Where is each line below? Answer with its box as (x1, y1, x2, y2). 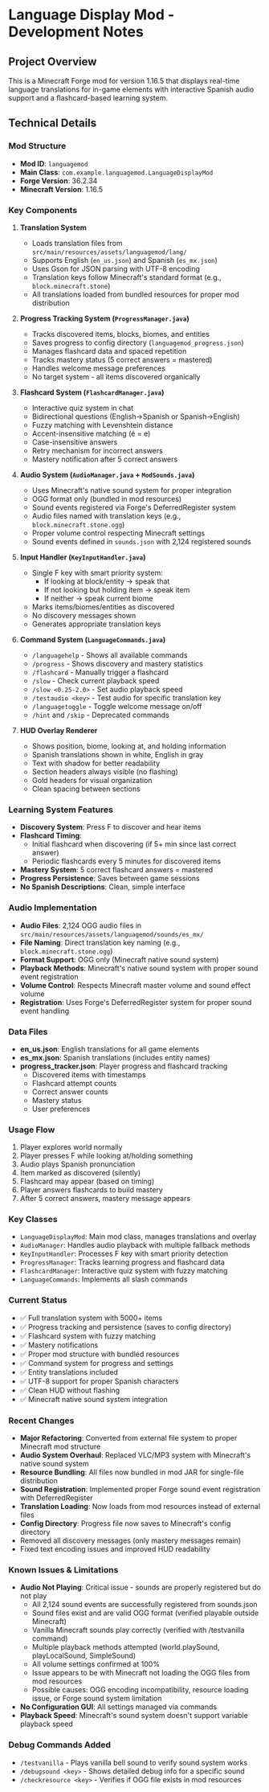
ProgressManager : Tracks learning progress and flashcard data (19, 1257, 225, 1267)
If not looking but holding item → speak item (43, 584, 190, 594)
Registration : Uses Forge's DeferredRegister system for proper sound (19, 997, 252, 1007)
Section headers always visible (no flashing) (31, 766, 178, 777)
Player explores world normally (19, 1142, 123, 1152)
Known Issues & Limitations (8, 1564, 119, 1575)
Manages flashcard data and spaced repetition (31, 346, 187, 355)
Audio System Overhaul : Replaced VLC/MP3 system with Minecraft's (19, 1450, 251, 1460)
